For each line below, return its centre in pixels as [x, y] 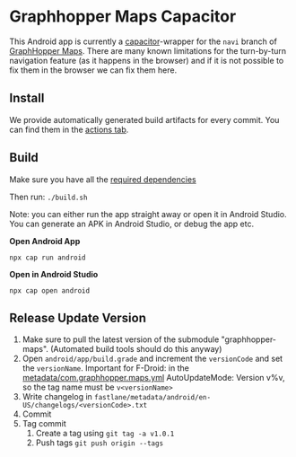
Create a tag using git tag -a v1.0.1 [105, 434]
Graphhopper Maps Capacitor [123, 17]
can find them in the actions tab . [69, 129]
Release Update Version [78, 317]
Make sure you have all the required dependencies [103, 179]
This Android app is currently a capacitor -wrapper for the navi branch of [144, 41]
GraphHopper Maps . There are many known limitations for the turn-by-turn [148, 50]
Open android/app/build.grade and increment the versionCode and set [152, 359]
